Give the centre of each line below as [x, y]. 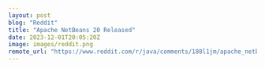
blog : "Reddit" [33, 23]
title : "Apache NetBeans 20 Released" [72, 30]
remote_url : [28, 52]
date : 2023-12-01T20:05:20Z [54, 37]
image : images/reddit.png [50, 45]
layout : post [30, 15]
